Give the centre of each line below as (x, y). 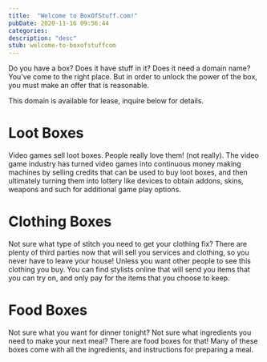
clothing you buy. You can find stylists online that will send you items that (129, 269)
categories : (28, 30)
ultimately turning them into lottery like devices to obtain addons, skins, (126, 181)
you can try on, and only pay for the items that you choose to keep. (119, 278)
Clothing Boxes (60, 222)
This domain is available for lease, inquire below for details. (106, 101)
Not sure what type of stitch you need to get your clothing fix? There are (127, 244)
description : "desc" (43, 38)
